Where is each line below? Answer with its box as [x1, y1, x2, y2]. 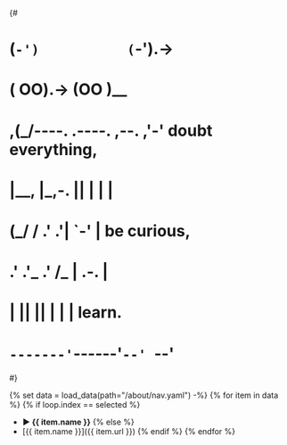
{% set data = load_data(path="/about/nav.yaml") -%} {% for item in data [9, 390, 279, 400]
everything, [9, 139, 98, 160]
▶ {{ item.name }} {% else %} [21, 416, 135, 427]
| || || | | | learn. [9, 302, 123, 323]
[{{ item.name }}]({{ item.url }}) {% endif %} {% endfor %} [21, 426, 236, 437]
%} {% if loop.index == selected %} [9, 400, 141, 410]
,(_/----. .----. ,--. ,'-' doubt [9, 120, 213, 141]
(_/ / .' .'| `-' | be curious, [9, 220, 191, 241]
